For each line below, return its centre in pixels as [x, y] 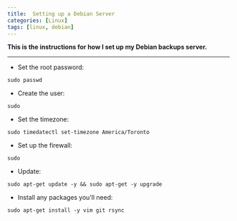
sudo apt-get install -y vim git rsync [66, 210]
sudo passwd [25, 80]
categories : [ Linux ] [38, 20]
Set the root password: [51, 67]
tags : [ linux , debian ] [41, 27]
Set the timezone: [43, 119]
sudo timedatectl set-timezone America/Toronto [79, 132]
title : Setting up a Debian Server [61, 14]
